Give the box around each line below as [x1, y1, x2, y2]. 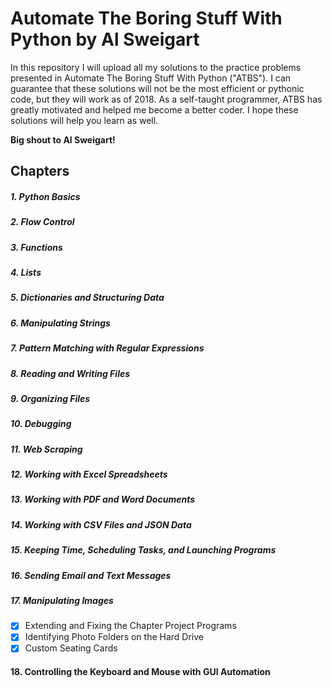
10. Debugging [10, 418, 72, 430]
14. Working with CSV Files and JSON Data [10, 518, 192, 531]
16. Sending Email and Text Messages [10, 569, 172, 581]
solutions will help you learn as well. [10, 114, 159, 126]
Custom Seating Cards [24, 642, 118, 654]
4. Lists [10, 267, 42, 279]
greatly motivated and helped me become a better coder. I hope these [10, 103, 299, 116]
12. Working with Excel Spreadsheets [10, 468, 168, 481]
